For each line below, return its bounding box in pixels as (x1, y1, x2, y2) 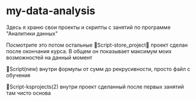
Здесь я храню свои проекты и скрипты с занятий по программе (6, 24, 171, 31)
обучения (6, 71, 31, 79)
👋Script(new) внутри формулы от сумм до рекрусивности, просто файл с (6, 65, 191, 72)
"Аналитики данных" (6, 30, 58, 37)
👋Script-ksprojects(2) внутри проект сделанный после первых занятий (6, 83, 184, 90)
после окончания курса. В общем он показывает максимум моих (6, 47, 172, 54)
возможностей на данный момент (6, 54, 93, 61)
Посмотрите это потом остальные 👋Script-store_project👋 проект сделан (6, 41, 188, 48)
